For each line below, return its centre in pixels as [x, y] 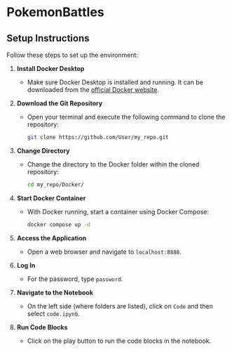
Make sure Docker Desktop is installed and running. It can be [115, 82]
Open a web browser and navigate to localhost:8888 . [104, 252]
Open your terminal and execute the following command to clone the [126, 117]
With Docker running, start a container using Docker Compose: [118, 211]
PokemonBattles [55, 12]
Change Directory [43, 150]
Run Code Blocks [42, 327]
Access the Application [52, 238]
